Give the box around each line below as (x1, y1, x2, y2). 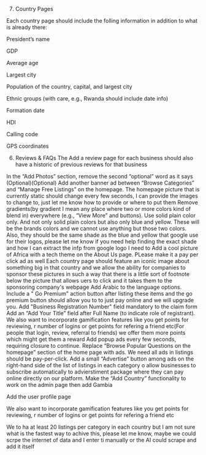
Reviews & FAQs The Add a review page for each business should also (15, 155, 194, 161)
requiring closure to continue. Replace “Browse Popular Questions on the (6, 342, 191, 349)
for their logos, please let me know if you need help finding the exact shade (6, 238, 197, 245)
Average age (6, 59, 39, 66)
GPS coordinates (6, 142, 49, 150)
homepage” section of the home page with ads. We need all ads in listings (6, 349, 194, 356)
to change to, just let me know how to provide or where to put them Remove (6, 199, 198, 206)
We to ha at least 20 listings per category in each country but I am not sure (6, 423, 196, 430)
